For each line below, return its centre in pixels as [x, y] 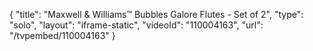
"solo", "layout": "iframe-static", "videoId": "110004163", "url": [136, 25]
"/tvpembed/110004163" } [62, 35]
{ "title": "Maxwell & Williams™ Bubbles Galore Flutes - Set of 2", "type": [156, 14]
